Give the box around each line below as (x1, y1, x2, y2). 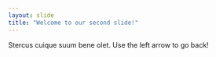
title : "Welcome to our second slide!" (8, 19, 139, 27)
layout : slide (8, 11, 55, 20)
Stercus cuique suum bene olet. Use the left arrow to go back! (8, 40, 210, 49)
